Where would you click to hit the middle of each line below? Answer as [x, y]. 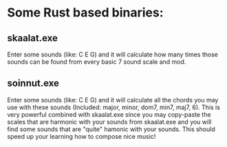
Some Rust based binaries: [85, 13]
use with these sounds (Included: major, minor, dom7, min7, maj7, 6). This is [113, 107]
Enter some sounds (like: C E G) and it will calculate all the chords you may [113, 100]
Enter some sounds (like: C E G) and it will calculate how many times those [113, 54]
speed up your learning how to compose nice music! [82, 136]
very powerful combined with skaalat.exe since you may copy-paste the [109, 114]
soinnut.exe [33, 83]
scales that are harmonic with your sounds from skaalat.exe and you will [109, 122]
